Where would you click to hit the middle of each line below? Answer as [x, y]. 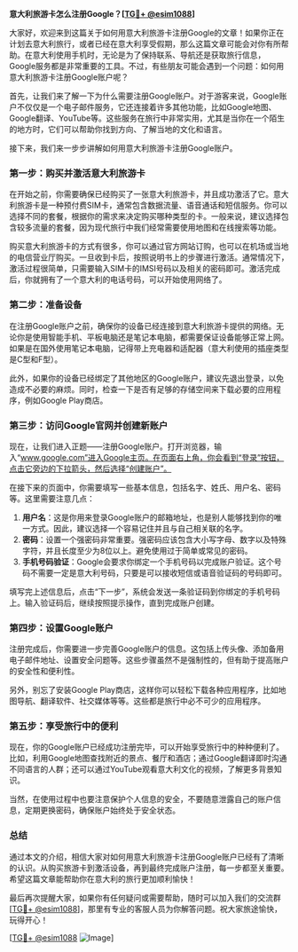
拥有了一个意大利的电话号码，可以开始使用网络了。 [133, 279]
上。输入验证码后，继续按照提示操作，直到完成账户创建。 [114, 602]
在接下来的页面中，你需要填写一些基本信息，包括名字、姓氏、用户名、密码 [145, 487]
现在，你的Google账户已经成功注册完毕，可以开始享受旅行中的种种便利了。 [147, 747]
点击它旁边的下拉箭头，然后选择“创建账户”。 [90, 468]
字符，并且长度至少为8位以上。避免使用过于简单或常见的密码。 [137, 550]
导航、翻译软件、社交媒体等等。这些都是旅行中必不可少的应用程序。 [141, 701]
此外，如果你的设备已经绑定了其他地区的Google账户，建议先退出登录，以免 [147, 378]
